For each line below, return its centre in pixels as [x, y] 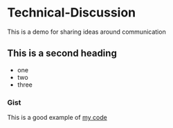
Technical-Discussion [72, 13]
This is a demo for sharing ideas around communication [86, 32]
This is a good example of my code [57, 118]
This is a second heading [62, 53]
